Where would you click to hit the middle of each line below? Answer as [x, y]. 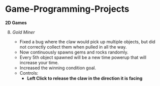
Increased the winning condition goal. [58, 68]
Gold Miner [24, 32]
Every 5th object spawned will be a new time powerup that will [83, 57]
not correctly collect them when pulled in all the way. [73, 47]
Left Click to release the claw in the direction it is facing [85, 78]
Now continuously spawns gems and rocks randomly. [74, 52]
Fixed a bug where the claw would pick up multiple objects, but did [87, 42]
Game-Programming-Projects [67, 9]
